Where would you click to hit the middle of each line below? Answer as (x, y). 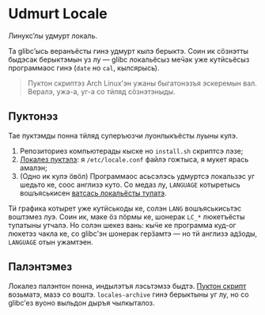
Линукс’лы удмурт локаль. (53, 36)
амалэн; (33, 168)
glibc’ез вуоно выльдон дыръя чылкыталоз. (82, 302)
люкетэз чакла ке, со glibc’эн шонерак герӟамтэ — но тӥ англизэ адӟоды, (133, 233)
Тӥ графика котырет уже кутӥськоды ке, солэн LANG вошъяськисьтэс (125, 208)
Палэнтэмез (40, 267)
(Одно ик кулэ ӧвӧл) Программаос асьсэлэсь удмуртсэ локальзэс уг (137, 176)
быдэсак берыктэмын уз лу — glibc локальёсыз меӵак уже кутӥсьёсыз (129, 59)
